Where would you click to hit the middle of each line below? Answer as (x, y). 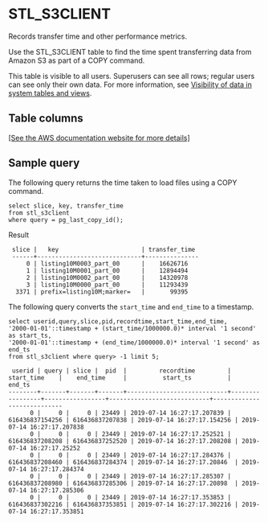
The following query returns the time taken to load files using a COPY (123, 183)
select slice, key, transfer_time (66, 206)
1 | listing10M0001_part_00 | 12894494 (107, 270)
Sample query (44, 163)
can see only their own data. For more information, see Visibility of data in (130, 84)
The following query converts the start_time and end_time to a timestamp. (131, 306)
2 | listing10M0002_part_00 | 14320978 (107, 277)
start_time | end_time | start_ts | (120, 378)
